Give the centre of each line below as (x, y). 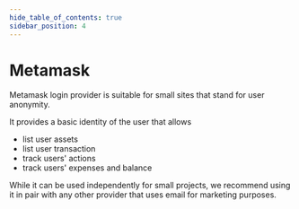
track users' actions (59, 159)
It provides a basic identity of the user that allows (101, 122)
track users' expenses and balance (87, 168)
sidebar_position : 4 (48, 26)
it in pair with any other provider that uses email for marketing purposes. (143, 195)
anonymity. (30, 105)
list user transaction (59, 149)
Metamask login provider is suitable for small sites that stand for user (137, 95)
